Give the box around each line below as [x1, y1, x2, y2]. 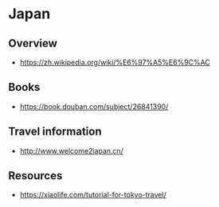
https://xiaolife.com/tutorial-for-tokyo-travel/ [19, 190, 167, 200]
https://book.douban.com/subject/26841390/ [19, 101, 169, 111]
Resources [8, 169, 63, 183]
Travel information [8, 125, 102, 139]
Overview [8, 37, 58, 50]
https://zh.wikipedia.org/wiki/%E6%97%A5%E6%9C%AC [19, 57, 211, 67]
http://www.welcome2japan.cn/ [19, 146, 123, 155]
